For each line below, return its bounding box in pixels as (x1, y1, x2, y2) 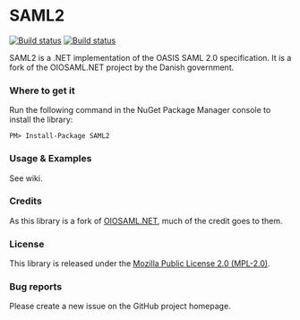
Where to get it (9, 84, 75, 97)
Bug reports (9, 281, 63, 293)
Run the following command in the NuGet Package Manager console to (9, 105, 271, 116)
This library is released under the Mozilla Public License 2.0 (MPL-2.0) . (9, 258, 270, 269)
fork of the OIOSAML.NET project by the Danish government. (9, 62, 235, 73)
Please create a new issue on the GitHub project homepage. (9, 301, 231, 312)
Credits (9, 195, 42, 207)
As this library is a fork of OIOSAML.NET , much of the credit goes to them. (9, 215, 284, 226)
